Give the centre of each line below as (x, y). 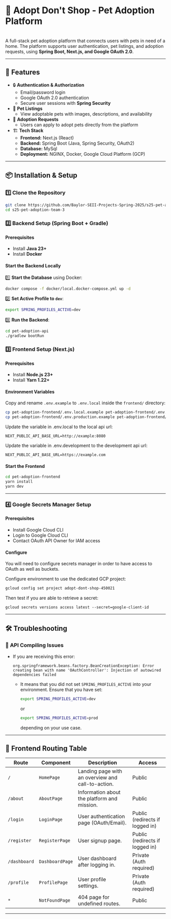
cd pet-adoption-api (27, 331)
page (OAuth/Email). (102, 823)
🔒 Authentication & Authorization (48, 85)
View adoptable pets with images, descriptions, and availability (86, 114)
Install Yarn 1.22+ (31, 380)
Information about (99, 792)
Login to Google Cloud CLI (40, 535)
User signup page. (100, 841)
